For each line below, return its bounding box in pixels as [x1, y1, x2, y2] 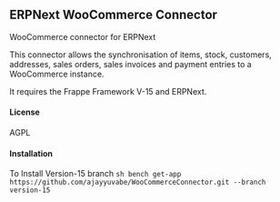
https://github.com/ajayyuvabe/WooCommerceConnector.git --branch [9, 177, 266, 187]
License [9, 106, 41, 117]
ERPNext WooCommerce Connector [9, 7, 218, 23]
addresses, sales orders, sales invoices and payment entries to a [9, 58, 252, 69]
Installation [9, 147, 53, 158]
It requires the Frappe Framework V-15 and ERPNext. [9, 86, 207, 96]
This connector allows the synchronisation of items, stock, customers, [9, 49, 273, 60]
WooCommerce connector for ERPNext [9, 31, 156, 42]
